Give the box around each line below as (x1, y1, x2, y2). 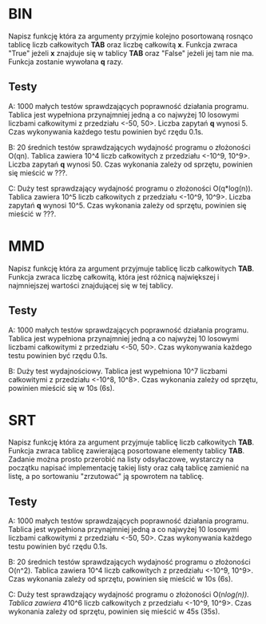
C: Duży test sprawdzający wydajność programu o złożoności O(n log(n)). (8, 590, 249, 599)
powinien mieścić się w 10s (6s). (8, 383, 115, 393)
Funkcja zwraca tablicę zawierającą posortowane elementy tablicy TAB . (8, 446, 245, 456)
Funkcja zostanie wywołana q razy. (8, 57, 124, 66)
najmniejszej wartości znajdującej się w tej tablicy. (8, 280, 173, 290)
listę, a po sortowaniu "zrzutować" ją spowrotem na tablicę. (8, 472, 204, 481)
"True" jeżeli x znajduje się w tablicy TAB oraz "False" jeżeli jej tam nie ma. (8, 48, 254, 58)
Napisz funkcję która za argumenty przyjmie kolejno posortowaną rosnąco (8, 31, 253, 41)
